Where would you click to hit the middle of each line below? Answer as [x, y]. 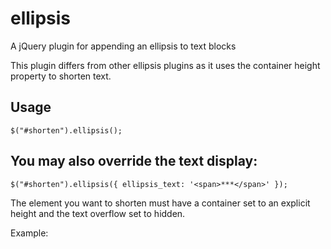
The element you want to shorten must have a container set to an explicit [160, 203]
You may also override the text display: [134, 161]
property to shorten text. [61, 76]
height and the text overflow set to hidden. [98, 213]
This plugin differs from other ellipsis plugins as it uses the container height [165, 65]
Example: [29, 233]
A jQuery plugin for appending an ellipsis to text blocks [123, 46]
